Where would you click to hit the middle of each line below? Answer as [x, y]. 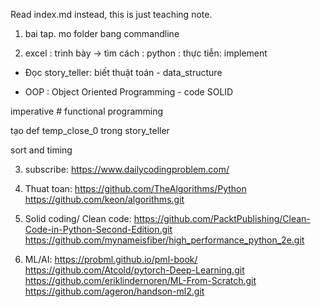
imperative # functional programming [87, 111]
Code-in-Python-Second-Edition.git [98, 229]
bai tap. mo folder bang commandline [102, 33]
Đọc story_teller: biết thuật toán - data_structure [123, 72]
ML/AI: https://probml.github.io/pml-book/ [111, 259]
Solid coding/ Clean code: [78, 218]
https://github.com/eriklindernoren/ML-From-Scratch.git [140, 280]
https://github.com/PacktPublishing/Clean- [222, 218]
